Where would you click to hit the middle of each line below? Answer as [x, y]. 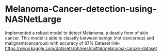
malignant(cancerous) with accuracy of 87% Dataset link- [63, 43]
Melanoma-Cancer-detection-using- [81, 9]
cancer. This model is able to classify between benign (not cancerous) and [80, 38]
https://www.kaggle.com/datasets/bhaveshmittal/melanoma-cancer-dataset [81, 48]
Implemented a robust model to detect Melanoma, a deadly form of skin [77, 33]
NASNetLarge [33, 19]
